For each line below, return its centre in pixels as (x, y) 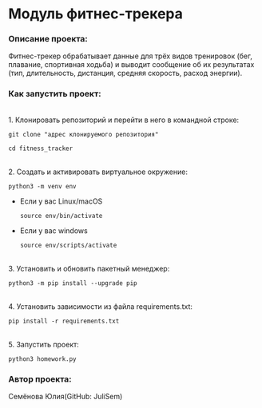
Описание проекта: (48, 39)
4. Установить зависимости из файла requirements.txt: (101, 306)
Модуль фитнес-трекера (96, 14)
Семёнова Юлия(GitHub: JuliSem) (65, 397)
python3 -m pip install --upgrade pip (73, 283)
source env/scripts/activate (68, 245)
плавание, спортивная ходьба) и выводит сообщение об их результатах (131, 65)
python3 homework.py (43, 359)
